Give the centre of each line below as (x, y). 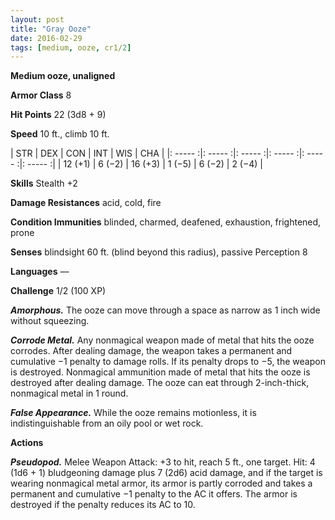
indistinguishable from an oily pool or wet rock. (107, 423)
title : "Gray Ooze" (51, 29)
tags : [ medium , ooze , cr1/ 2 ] (71, 47)
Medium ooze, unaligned (63, 76)
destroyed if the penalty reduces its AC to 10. (103, 505)
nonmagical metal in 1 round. (69, 393)
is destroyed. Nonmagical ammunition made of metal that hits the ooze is (160, 372)
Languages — (40, 272)
